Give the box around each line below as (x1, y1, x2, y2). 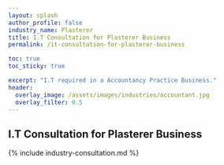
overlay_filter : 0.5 (15, 98, 83, 106)
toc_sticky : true (8, 62, 65, 71)
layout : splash (8, 11, 58, 20)
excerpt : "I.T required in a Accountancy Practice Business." (8, 76, 217, 84)
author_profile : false (8, 19, 83, 27)
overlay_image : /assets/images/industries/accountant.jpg (15, 91, 211, 99)
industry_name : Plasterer (8, 26, 93, 34)
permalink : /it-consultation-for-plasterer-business (8, 41, 185, 49)
